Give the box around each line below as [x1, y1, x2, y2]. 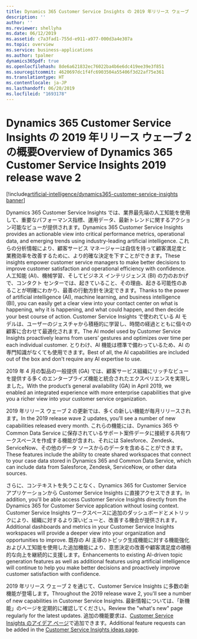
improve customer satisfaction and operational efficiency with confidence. [6, 265, 186, 272]
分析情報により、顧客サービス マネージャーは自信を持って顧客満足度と [16, 244, 187, 251]
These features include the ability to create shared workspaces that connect [6, 451, 191, 458]
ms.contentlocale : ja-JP [6, 80, 67, 86]
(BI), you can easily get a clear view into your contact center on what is [6, 299, 178, 307]
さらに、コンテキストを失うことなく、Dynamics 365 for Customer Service [6, 481, 187, 489]
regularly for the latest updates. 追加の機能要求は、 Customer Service [6, 612, 173, 619]
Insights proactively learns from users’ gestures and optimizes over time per [6, 334, 191, 341]
